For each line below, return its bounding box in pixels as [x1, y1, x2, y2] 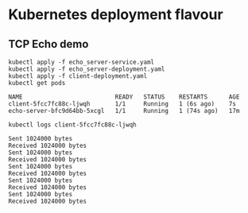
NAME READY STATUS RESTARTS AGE [8, 93, 240, 101]
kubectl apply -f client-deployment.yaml [8, 72, 148, 80]
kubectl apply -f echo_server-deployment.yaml [8, 65, 165, 73]
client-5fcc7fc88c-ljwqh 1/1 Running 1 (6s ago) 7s [8, 100, 237, 108]
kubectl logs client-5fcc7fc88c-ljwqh [8, 121, 137, 129]
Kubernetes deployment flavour [8, 6, 224, 24]
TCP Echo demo [8, 37, 89, 51]
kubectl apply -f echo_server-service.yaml [8, 58, 155, 66]
